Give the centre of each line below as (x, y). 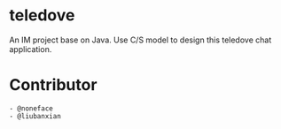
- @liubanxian (35, 116)
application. (31, 49)
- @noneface (31, 108)
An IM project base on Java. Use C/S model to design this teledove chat (140, 40)
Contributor (53, 85)
